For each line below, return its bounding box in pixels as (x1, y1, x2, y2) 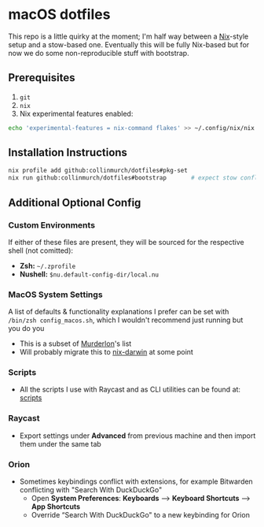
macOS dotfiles (8, 6, 111, 24)
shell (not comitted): (8, 246, 73, 255)
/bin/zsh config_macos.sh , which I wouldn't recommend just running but (8, 315, 244, 325)
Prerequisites (8, 71, 75, 84)
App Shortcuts (31, 502, 81, 511)
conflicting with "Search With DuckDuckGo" (19, 485, 163, 495)
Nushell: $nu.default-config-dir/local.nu (19, 269, 159, 279)
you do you (8, 324, 45, 333)
